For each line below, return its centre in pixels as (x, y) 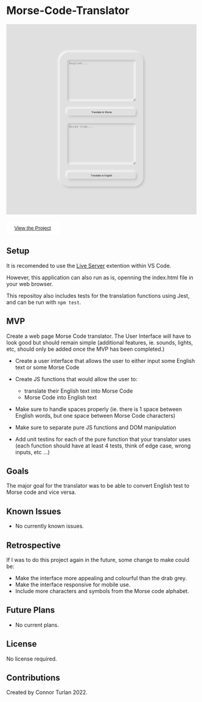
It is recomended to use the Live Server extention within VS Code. (89, 265)
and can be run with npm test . (44, 302)
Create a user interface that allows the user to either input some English (105, 360)
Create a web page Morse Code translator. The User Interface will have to (99, 336)
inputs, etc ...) (32, 452)
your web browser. (30, 284)
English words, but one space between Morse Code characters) (95, 415)
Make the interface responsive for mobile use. (73, 584)
